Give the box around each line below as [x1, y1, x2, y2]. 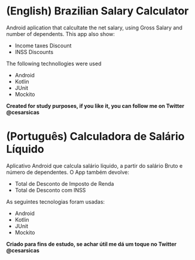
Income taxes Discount [14, 42, 72, 49]
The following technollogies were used [6, 60, 102, 67]
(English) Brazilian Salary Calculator [6, 4, 189, 18]
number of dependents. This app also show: [6, 30, 115, 37]
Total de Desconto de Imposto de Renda [14, 180, 114, 187]
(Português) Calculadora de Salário [6, 130, 185, 143]
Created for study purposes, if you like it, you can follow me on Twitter [6, 102, 185, 109]
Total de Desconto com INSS [14, 186, 86, 194]
